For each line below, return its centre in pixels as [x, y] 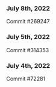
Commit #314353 [28, 50]
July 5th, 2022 [28, 37]
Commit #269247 [28, 22]
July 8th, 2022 [28, 8]
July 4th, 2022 [28, 65]
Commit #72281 [26, 79]
